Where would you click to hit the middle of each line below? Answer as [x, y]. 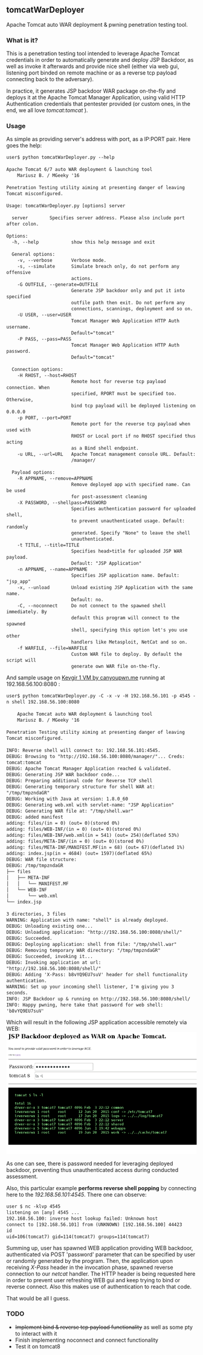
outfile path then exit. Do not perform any [128, 303]
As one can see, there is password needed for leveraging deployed [90, 1164]
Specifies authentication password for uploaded [134, 509]
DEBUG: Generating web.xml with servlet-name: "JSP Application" [90, 805]
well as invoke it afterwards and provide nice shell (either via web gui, [93, 67]
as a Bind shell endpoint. [105, 448]
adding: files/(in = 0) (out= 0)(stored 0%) [63, 824]
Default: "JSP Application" [106, 564]
